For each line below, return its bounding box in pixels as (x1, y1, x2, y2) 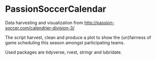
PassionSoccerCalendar (5, 3, 107, 15)
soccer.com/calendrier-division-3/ (5, 25, 75, 30)
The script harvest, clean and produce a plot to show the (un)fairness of (5, 34, 152, 40)
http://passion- (84, 20, 115, 26)
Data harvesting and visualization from (5, 20, 84, 26)
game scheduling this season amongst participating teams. (5, 39, 125, 45)
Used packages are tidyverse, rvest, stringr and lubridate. (5, 49, 122, 55)
